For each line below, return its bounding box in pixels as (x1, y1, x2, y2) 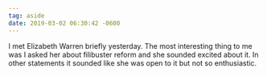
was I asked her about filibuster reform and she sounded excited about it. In (8, 50, 259, 59)
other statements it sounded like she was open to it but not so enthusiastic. (8, 58, 257, 68)
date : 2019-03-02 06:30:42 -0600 (8, 19, 121, 27)
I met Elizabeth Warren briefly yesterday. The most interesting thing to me (8, 41, 253, 50)
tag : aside (8, 11, 45, 20)
